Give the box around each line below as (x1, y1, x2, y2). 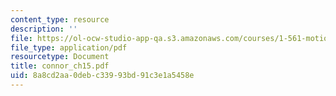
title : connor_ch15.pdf (10, 61, 110, 71)
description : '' (10, 24, 78, 34)
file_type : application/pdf (10, 42, 128, 53)
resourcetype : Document (10, 52, 110, 62)
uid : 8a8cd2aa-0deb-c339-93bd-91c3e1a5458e (10, 71, 195, 81)
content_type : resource (10, 14, 110, 25)
